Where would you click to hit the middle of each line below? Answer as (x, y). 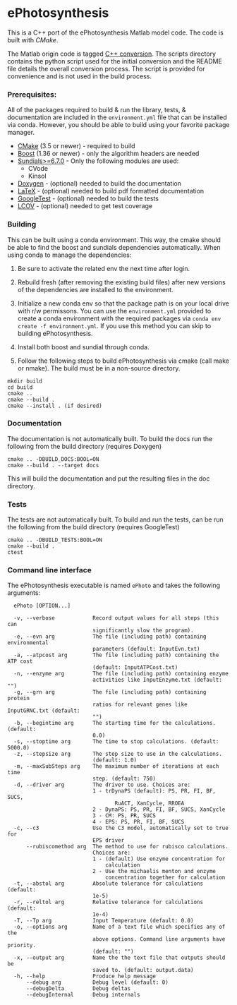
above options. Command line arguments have (159, 939)
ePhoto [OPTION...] (42, 606)
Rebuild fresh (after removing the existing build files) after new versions (121, 282)
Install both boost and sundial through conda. (83, 347)
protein (19, 699)
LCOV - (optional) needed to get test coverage (85, 206)
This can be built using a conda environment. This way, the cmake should (114, 240)
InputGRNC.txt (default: (44, 711)
